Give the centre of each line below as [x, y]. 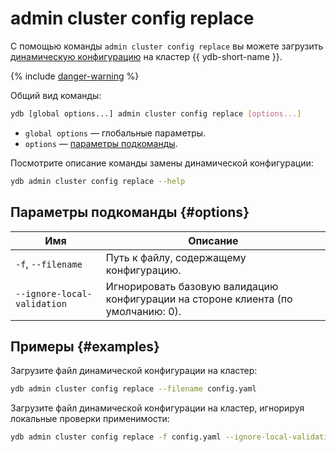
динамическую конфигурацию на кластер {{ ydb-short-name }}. [146, 56]
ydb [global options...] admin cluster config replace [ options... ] [156, 113]
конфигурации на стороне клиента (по [199, 299]
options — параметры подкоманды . [101, 143]
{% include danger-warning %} [75, 76]
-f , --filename [49, 264]
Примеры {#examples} [85, 346]
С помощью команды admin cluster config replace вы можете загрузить [167, 46]
